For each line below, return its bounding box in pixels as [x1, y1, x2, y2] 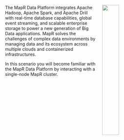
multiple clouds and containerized [5, 47, 73, 52]
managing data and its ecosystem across [5, 41, 88, 47]
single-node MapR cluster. [5, 71, 59, 77]
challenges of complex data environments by [5, 36, 96, 42]
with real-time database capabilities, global [5, 15, 92, 21]
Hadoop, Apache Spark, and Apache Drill [5, 10, 88, 16]
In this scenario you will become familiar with [5, 61, 96, 67]
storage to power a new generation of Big [5, 25, 89, 31]
